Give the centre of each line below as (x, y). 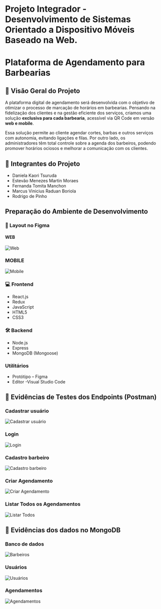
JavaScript (23, 307)
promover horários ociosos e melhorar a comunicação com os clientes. (77, 148)
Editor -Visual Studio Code (39, 381)
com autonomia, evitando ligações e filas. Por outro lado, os (65, 138)
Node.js (20, 343)
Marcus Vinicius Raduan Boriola (44, 191)
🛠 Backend (19, 331)
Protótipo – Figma (30, 377)
